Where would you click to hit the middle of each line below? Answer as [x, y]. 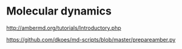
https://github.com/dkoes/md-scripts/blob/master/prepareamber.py [91, 39]
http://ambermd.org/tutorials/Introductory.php [64, 28]
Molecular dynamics [59, 11]
